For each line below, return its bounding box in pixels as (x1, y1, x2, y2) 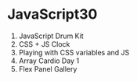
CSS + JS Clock (18, 39, 70, 48)
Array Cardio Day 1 (18, 56, 80, 65)
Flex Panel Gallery (18, 64, 78, 73)
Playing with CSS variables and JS (18, 48, 130, 57)
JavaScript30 (7, 5, 98, 23)
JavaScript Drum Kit (18, 31, 84, 40)
